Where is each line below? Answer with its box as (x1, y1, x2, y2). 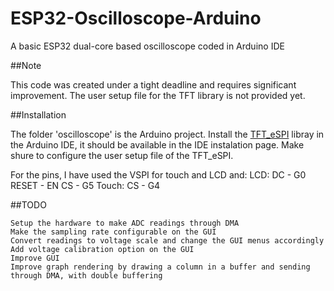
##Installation (10, 108, 67, 121)
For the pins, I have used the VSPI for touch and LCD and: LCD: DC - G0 (10, 168, 307, 181)
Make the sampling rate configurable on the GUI (10, 227, 217, 237)
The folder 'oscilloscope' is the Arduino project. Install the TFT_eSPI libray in (10, 128, 325, 140)
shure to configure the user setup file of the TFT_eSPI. (10, 149, 234, 161)
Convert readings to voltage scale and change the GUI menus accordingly (10, 235, 325, 246)
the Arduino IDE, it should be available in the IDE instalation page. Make (10, 138, 305, 151)
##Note (10, 59, 42, 71)
